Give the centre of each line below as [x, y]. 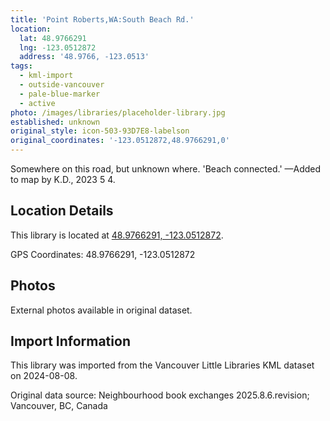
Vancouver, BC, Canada [59, 406]
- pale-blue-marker [60, 94]
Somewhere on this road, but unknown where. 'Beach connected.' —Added [166, 169]
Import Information [70, 341]
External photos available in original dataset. [101, 310]
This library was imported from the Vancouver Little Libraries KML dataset [162, 365]
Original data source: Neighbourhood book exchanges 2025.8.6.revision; [160, 395]
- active [37, 103]
